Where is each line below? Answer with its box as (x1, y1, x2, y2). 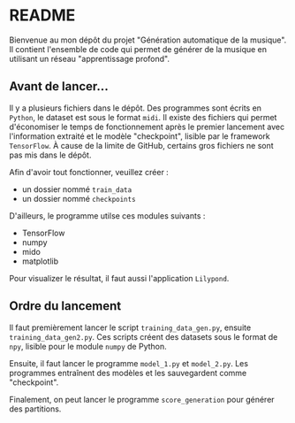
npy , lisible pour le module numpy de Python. (9, 341, 168, 351)
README (9, 5, 76, 26)
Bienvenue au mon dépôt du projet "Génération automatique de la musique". (9, 35, 287, 45)
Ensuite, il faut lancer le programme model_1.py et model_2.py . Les (9, 358, 249, 368)
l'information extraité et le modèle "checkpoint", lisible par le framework (9, 130, 271, 142)
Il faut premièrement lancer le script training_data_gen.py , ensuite (9, 322, 252, 333)
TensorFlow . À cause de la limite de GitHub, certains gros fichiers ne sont (9, 140, 274, 150)
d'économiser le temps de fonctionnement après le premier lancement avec (9, 121, 285, 132)
